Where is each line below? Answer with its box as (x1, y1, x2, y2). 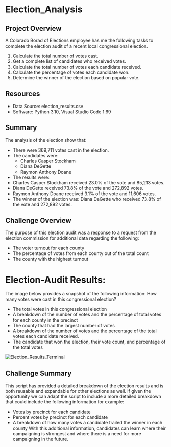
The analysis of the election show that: (5, 137, 87, 143)
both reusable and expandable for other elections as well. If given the (5, 388, 151, 394)
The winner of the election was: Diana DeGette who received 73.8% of (12, 196, 161, 202)
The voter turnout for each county (12, 245, 85, 251)
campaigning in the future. (12, 436, 69, 442)
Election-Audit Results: (5, 274, 106, 285)
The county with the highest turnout (12, 256, 88, 262)
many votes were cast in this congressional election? (5, 296, 116, 303)
